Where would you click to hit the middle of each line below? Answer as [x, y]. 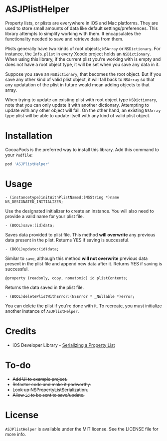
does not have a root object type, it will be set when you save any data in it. [83, 64]
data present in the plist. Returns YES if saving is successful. [67, 240]
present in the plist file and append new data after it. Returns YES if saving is [84, 263]
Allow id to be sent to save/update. [48, 395]
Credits [21, 331]
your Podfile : [19, 155]
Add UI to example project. [40, 379]
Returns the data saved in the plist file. [45, 287]
